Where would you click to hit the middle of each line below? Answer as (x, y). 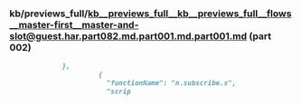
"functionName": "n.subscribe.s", (171, 83)
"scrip (118, 91)
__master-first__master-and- (74, 24)
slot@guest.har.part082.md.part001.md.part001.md (128, 36)
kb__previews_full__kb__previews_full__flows (189, 14)
